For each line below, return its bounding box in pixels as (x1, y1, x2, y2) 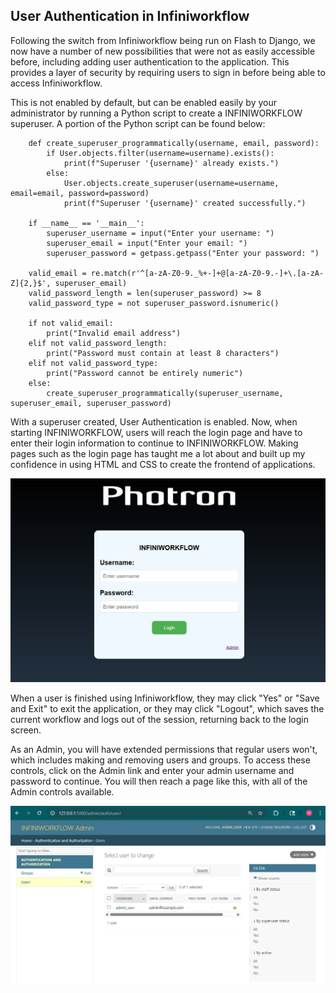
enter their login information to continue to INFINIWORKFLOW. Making (10, 437, 299, 449)
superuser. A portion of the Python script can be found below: (10, 117, 266, 129)
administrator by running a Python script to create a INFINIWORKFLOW (10, 107, 303, 119)
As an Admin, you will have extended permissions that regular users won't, (10, 744, 318, 756)
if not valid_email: (28, 318, 114, 328)
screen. (10, 724, 42, 736)
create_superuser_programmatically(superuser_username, (46, 388, 284, 398)
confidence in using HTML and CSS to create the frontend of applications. (10, 458, 316, 470)
